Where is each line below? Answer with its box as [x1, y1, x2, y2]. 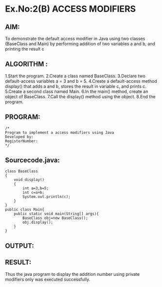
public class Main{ [5, 207, 45, 212]
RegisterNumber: [5, 139, 38, 143]
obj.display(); [22, 220, 54, 225]
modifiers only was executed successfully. [5, 276, 90, 282]
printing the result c [5, 46, 45, 52]
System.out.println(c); [22, 195, 71, 199]
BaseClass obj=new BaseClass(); [22, 215, 89, 221]
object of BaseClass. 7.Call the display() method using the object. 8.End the [5, 93, 156, 99]
